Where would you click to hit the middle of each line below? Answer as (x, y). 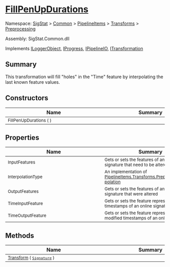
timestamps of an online (128, 206)
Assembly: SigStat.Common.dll (37, 39)
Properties (22, 137)
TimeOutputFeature (27, 216)
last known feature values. (33, 82)
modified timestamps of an (131, 218)
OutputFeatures (23, 192)
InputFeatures (22, 162)
